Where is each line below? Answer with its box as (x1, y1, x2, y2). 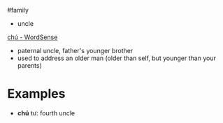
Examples (7, 86, 66, 102)
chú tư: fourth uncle (17, 108, 75, 117)
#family (7, 6, 29, 14)
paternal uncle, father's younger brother (17, 47, 134, 55)
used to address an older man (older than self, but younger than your (17, 54, 217, 62)
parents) (17, 61, 42, 69)
